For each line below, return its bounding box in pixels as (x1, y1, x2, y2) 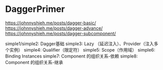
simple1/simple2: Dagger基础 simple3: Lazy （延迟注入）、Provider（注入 (5, 41, 155, 47)
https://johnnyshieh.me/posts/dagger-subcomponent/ (5, 30, 116, 36)
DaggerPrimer (5, 3, 65, 15)
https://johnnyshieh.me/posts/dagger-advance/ (5, 25, 103, 31)
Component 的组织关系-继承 (5, 59, 63, 65)
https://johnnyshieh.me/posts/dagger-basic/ (5, 20, 96, 26)
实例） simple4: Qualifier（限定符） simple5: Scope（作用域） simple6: (9, 47, 156, 53)
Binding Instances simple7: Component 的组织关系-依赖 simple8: (5, 53, 138, 59)
